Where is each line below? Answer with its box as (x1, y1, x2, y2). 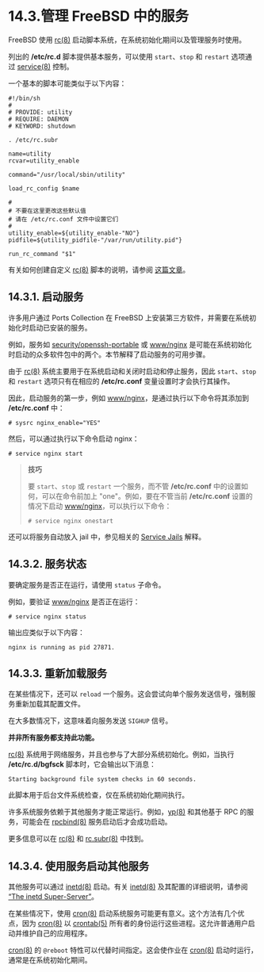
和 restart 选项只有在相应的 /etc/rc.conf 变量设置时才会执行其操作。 (8, 376, 235, 385)
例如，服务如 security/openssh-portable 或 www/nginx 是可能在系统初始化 (8, 339, 252, 349)
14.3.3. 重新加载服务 (8, 667, 108, 680)
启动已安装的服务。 (29, 323, 92, 332)
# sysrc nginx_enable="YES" (8, 419, 101, 427)
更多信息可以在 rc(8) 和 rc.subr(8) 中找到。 (8, 834, 148, 844)
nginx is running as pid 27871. (8, 643, 115, 651)
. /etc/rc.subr (8, 136, 59, 144)
